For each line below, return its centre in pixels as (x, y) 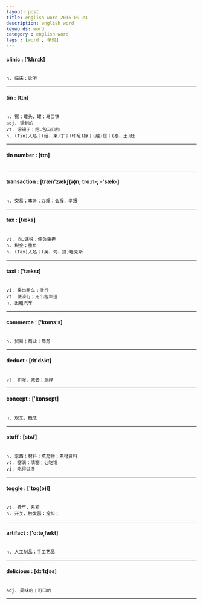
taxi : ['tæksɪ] (24, 271)
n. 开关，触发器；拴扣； (33, 514)
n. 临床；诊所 (22, 79)
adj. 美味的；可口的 (29, 590)
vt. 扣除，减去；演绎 (30, 380)
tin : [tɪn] (18, 97)
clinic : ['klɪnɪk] (26, 59)
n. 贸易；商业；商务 (28, 342)
